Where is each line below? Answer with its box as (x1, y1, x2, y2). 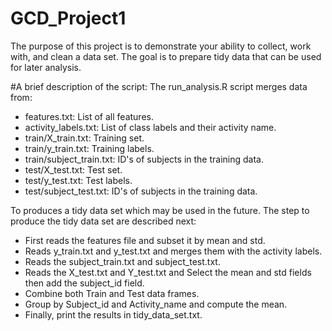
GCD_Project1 (10, 7, 127, 30)
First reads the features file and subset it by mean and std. (24, 234, 266, 246)
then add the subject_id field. (24, 277, 145, 289)
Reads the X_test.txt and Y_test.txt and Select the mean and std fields (24, 266, 312, 278)
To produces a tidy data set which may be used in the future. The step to (10, 204, 310, 216)
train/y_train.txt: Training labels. (24, 142, 155, 154)
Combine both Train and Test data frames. (24, 287, 200, 299)
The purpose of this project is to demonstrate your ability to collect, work (10, 40, 312, 52)
